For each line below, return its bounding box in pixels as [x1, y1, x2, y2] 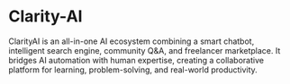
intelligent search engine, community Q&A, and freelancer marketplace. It [8, 45, 281, 55]
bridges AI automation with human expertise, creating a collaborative [8, 55, 265, 65]
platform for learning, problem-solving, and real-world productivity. [8, 64, 258, 75]
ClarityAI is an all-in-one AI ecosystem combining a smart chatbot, [8, 36, 255, 46]
